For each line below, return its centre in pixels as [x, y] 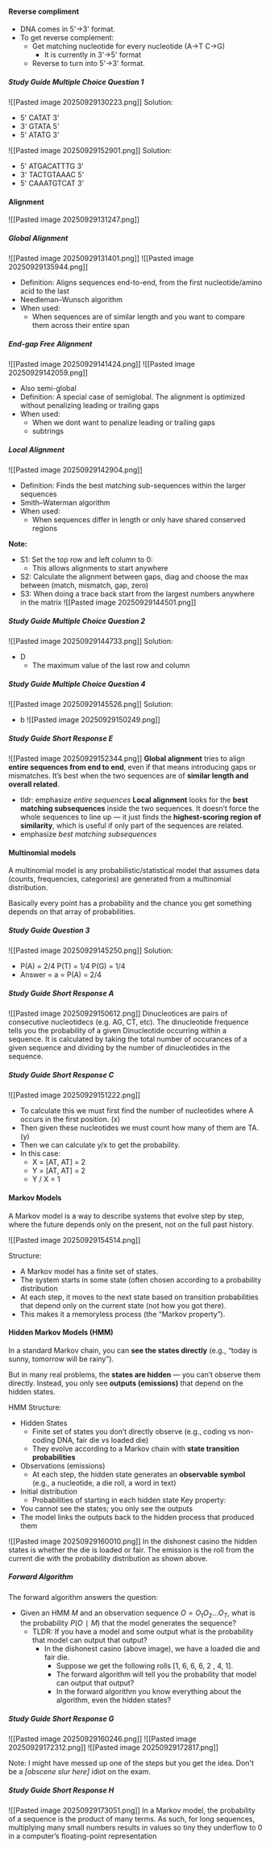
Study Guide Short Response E [61, 738]
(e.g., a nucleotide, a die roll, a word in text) [104, 1482]
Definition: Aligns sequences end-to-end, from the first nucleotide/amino [141, 283]
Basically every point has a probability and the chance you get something [130, 904]
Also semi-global [48, 388]
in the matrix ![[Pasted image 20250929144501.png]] [108, 602]
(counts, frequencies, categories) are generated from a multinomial [120, 879]
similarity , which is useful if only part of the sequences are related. [132, 825]
